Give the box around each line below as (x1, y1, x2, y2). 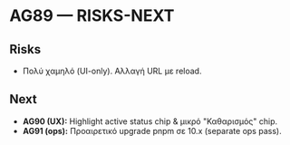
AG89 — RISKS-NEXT (9, 5, 175, 26)
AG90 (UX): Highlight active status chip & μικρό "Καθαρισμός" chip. (22, 115, 278, 127)
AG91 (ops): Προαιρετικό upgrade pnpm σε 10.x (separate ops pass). (22, 125, 283, 136)
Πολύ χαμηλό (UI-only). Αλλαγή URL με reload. (22, 65, 202, 76)
